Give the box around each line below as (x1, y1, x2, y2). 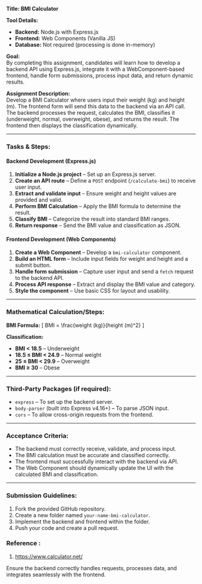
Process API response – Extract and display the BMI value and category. (14, 281, 195, 288)
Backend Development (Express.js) (6, 157, 96, 165)
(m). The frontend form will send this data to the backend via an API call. (6, 103, 186, 110)
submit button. (14, 261, 51, 269)
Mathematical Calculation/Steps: (6, 308, 105, 316)
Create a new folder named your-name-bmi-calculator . (14, 511, 150, 519)
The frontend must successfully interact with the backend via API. (14, 458, 179, 465)
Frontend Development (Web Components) (6, 236, 116, 243)
